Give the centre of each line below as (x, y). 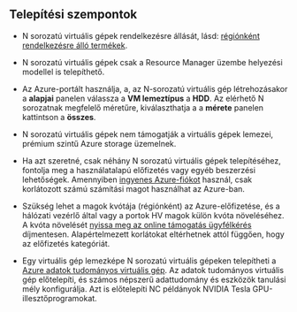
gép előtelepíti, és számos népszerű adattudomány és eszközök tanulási (154, 279)
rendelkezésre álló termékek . (75, 45)
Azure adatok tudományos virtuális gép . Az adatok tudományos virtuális (153, 270)
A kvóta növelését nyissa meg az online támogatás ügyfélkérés (137, 224)
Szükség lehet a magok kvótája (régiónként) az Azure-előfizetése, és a (151, 206)
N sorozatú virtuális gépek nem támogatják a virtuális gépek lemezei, (148, 134)
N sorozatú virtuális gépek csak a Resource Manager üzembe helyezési (152, 62)
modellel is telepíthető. (63, 72)
